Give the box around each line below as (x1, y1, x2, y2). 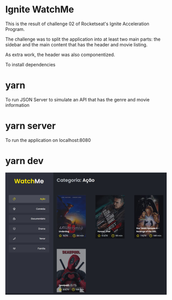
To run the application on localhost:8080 (5, 137, 91, 143)
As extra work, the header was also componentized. (5, 51, 115, 58)
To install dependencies (5, 61, 56, 67)
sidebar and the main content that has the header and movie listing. (5, 41, 148, 47)
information (5, 102, 30, 108)
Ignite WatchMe (5, 4, 74, 15)
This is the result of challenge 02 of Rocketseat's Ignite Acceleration (5, 21, 149, 27)
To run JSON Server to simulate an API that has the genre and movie (5, 96, 150, 102)
